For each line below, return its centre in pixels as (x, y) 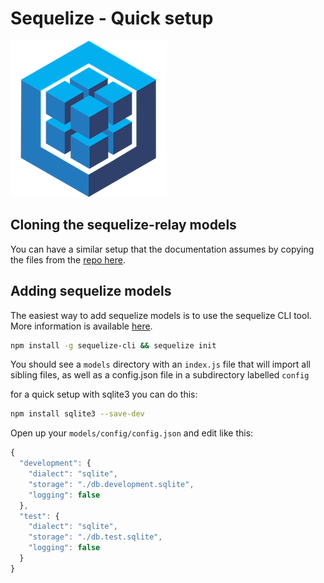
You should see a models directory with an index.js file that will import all (160, 364)
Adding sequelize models (91, 291)
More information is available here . (81, 326)
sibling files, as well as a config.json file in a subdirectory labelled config (160, 375)
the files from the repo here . (68, 259)
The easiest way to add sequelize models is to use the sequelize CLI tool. (161, 315)
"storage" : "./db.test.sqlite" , (95, 537)
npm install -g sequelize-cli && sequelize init (113, 345)
